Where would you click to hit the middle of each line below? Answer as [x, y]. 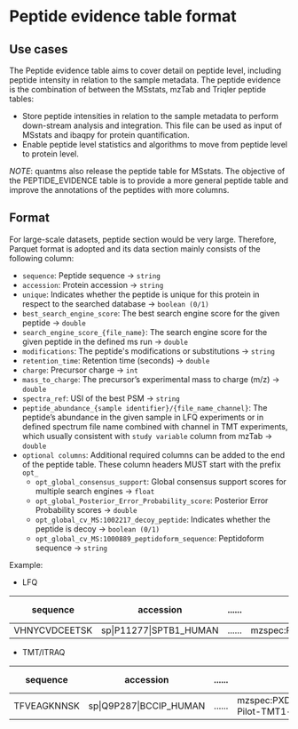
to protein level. [51, 154]
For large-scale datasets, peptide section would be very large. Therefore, [143, 239]
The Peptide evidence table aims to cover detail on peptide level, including [145, 70]
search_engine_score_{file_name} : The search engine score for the [145, 332]
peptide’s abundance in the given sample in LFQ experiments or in [143, 417]
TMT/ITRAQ [43, 652]
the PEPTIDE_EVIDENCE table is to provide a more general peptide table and [149, 180]
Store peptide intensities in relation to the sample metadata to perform [150, 116]
